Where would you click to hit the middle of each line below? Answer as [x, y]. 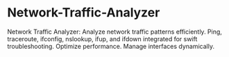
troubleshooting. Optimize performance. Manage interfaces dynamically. [111, 46]
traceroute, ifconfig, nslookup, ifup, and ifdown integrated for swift [102, 38]
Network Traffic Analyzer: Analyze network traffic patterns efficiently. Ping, [114, 32]
